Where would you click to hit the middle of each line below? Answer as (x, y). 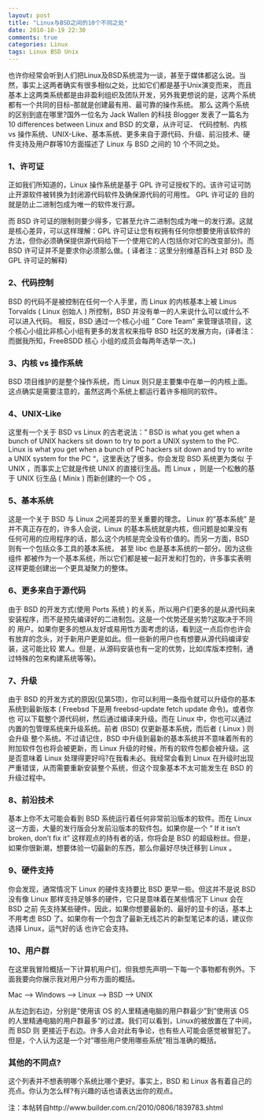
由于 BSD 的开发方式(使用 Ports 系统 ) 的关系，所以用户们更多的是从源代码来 (132, 609)
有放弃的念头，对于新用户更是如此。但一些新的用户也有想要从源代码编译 (125, 639)
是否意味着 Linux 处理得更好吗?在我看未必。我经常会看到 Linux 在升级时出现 (131, 758)
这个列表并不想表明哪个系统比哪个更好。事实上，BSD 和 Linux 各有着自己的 (130, 1082)
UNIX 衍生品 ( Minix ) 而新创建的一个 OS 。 (86, 478)
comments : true (33, 37)
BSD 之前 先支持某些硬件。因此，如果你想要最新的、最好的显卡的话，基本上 (131, 909)
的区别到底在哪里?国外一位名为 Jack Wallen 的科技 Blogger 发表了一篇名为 (129, 114)
